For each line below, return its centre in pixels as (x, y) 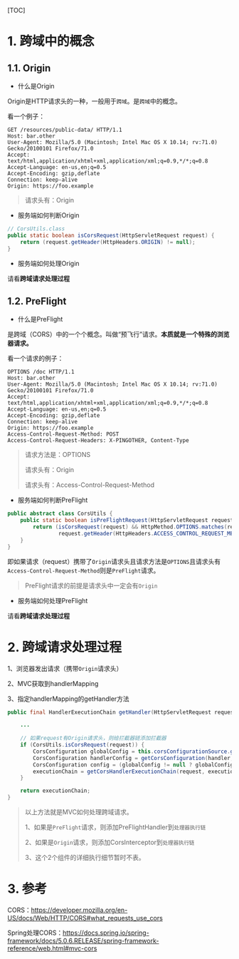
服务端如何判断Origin (48, 215)
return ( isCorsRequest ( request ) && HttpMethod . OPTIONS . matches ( (130, 527)
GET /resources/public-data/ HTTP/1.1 (65, 130)
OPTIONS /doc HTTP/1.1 (41, 372)
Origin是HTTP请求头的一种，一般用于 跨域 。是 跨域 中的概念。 (94, 101)
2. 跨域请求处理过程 (65, 647)
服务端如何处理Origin (48, 263)
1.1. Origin (29, 68)
